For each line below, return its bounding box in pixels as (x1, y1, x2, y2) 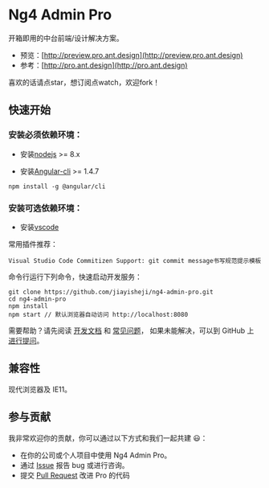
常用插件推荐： (8, 239, 58, 248)
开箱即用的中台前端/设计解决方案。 (8, 33, 124, 43)
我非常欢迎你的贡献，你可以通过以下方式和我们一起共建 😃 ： (8, 433, 208, 443)
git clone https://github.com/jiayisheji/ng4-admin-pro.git (8, 288, 214, 296)
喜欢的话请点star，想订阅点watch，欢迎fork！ (8, 77, 161, 87)
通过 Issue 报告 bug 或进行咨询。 (19, 460, 129, 470)
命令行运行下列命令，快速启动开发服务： (8, 272, 142, 281)
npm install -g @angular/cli (8, 182, 106, 191)
